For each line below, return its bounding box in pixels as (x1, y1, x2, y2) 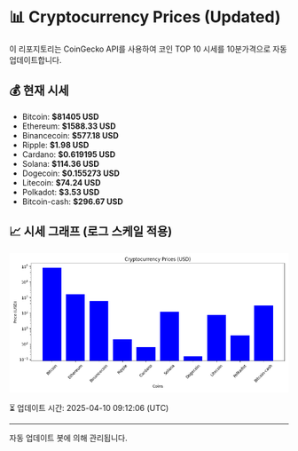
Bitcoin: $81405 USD (21, 111, 99, 122)
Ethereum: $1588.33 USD (21, 121, 117, 131)
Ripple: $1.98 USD (21, 139, 90, 150)
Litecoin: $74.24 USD (21, 177, 101, 187)
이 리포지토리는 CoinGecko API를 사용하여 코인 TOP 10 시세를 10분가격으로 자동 (9, 44, 287, 54)
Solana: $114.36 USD (21, 158, 100, 169)
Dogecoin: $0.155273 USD (21, 168, 120, 178)
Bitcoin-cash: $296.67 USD (21, 196, 124, 207)
